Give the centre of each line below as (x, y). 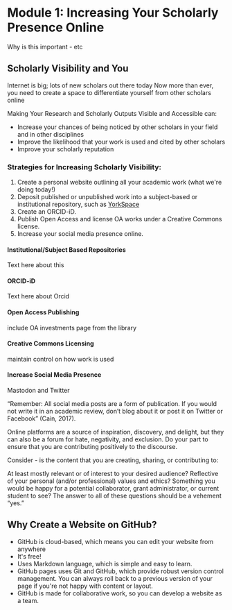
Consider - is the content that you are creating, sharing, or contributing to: (113, 460)
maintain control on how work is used (61, 359)
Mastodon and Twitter (39, 391)
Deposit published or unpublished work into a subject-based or (107, 197)
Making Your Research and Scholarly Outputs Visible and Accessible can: (112, 113)
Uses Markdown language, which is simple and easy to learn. (105, 564)
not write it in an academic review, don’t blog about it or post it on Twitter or (115, 412)
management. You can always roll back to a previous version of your (115, 578)
